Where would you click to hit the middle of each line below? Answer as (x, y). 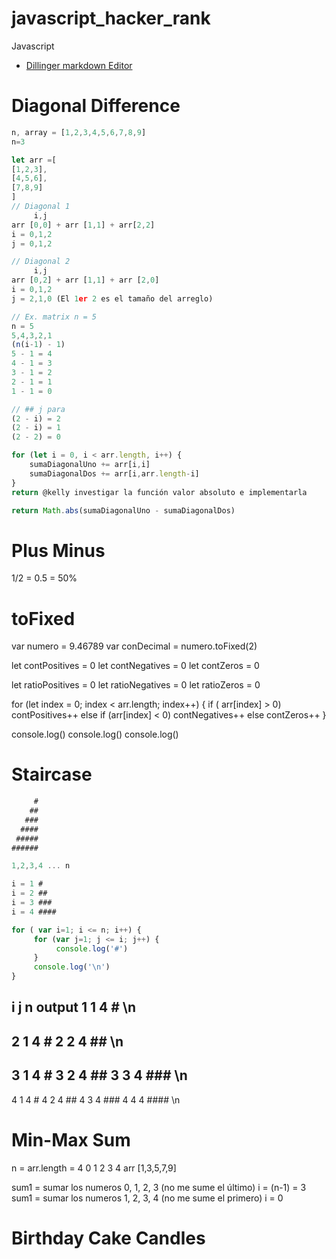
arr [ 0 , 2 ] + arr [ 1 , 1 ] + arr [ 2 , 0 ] (85, 280)
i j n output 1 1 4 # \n (74, 1007)
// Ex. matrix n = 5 (54, 317)
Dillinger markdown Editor (79, 65)
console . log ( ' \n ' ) (72, 967)
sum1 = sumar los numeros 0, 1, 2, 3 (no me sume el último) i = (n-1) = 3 (159, 1187)
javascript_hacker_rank (111, 18)
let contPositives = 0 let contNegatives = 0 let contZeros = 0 (135, 666)
